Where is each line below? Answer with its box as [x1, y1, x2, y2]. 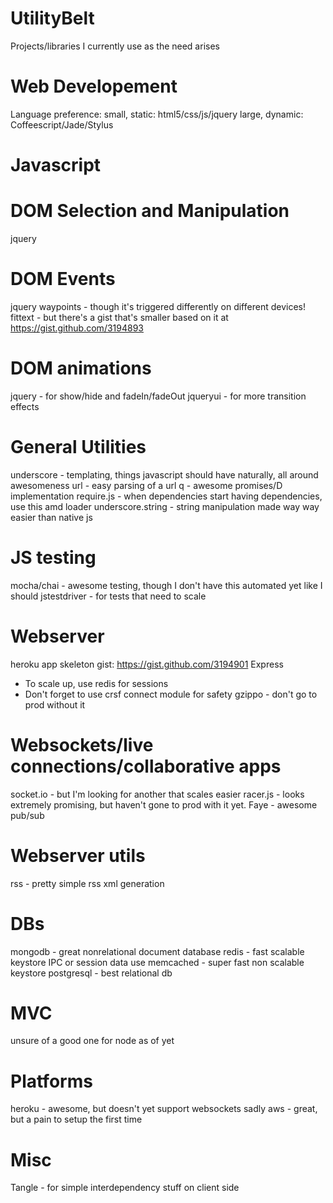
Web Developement [10, 75, 178, 98]
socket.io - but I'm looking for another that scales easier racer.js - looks [10, 788, 305, 800]
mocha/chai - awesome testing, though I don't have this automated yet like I [10, 579, 323, 591]
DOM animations [10, 357, 152, 380]
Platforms [10, 1070, 93, 1092]
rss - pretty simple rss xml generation [10, 877, 165, 889]
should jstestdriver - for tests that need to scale [10, 590, 207, 602]
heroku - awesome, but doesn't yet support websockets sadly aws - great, [10, 1103, 318, 1115]
